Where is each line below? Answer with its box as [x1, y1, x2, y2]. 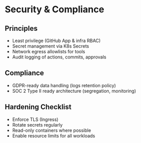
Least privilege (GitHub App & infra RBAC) [12, 37, 101, 44]
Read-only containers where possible [12, 127, 91, 133]
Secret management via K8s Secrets [12, 43, 89, 49]
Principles [5, 24, 38, 33]
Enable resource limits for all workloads [12, 132, 96, 139]
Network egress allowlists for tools [12, 49, 85, 54]
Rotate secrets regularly [12, 121, 63, 128]
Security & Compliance [5, 4, 104, 15]
